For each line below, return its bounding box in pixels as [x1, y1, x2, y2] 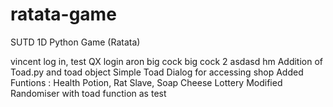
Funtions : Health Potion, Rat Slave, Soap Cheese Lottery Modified [10, 76, 283, 88]
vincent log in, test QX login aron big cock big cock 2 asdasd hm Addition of [10, 55, 324, 67]
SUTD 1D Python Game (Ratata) [10, 36, 141, 48]
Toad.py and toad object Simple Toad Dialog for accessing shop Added [10, 66, 304, 78]
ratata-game [10, 3, 117, 26]
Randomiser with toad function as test [10, 87, 167, 99]
